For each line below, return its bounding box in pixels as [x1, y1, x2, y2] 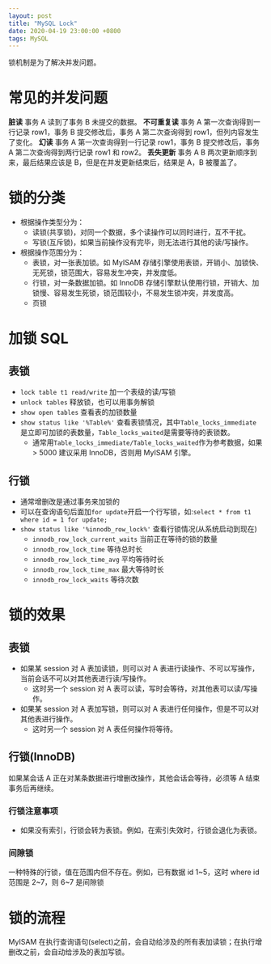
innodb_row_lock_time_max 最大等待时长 [32, 564, 164, 574]
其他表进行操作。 [19, 713, 78, 724]
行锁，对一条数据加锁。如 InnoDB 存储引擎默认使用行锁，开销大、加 [32, 278, 260, 288]
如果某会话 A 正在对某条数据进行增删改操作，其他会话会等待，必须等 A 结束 [8, 773, 260, 783]
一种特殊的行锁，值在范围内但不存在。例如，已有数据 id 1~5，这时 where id [8, 867, 260, 877]
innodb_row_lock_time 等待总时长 [32, 543, 143, 554]
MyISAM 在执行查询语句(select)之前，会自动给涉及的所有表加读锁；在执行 [8, 937, 256, 947]
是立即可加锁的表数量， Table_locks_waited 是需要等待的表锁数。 [19, 428, 235, 438]
